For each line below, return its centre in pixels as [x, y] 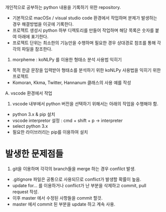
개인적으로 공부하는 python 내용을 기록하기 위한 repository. [63, 7]
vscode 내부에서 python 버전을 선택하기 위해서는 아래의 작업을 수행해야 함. [85, 104]
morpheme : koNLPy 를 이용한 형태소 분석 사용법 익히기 [67, 59]
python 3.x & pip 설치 [34, 114]
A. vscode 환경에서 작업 [29, 93]
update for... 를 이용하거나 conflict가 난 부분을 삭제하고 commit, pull [79, 185]
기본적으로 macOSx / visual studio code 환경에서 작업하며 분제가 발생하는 [85, 18]
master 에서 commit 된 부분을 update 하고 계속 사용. [64, 204]
